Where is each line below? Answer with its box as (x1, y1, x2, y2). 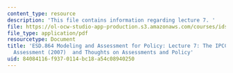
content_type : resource (7, 10, 76, 17)
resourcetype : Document (7, 36, 76, 43)
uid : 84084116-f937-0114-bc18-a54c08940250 (7, 56, 135, 63)
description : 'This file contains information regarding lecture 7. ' (7, 17, 216, 24)
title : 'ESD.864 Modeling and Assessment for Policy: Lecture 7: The (7, 42, 213, 49)
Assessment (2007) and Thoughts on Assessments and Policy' (13, 49, 194, 56)
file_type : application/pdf (7, 29, 89, 37)
